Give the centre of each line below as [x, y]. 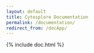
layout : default [26, 11]
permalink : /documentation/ [41, 22]
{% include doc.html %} [35, 45]
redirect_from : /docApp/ [37, 28]
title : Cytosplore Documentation [47, 17]
